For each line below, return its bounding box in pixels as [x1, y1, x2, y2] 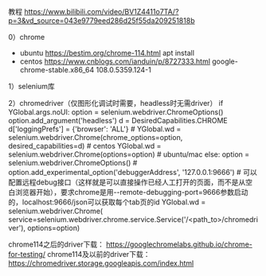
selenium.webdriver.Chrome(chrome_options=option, [8, 133, 183, 142]
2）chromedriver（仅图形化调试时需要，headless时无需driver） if [8, 99, 224, 107]
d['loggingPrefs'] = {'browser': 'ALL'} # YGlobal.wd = [8, 124, 182, 134]
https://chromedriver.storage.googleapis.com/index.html [8, 259, 194, 268]
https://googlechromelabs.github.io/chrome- [106, 239, 252, 249]
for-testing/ [8, 250, 46, 259]
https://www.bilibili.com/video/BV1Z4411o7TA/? [23, 7, 179, 16]
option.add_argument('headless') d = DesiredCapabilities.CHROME [8, 116, 229, 125]
